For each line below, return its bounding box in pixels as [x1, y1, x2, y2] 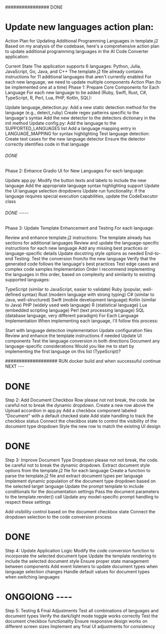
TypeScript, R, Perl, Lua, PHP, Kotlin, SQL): [5, 95, 92, 100]
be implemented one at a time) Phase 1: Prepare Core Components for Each [5, 84, 160, 90]
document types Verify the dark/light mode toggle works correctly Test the [5, 613, 158, 619]
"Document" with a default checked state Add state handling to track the [5, 413, 154, 419]
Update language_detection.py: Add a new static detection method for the [5, 104, 156, 110]
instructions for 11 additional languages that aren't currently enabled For [5, 74, 152, 80]
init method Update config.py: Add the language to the [5, 120, 116, 126]
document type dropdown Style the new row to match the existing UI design [5, 423, 161, 430]
